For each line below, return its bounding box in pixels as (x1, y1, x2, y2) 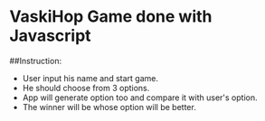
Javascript (9, 25, 92, 46)
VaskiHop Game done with (9, 6, 213, 27)
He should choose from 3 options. (22, 82, 150, 93)
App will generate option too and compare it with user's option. (22, 92, 258, 103)
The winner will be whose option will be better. (22, 101, 196, 112)
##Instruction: (9, 55, 62, 66)
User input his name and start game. (22, 72, 158, 83)
